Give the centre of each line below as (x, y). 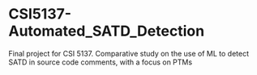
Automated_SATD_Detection (107, 31)
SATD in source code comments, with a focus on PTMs (101, 62)
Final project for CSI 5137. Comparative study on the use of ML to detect (129, 53)
